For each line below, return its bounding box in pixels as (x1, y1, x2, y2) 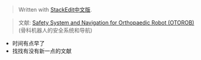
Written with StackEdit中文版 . (18, 6, 93, 13)
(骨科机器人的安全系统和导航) (18, 27, 93, 34)
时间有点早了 (12, 40, 45, 47)
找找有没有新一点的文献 (12, 47, 72, 54)
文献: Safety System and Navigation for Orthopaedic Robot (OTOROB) (18, 19, 195, 26)
